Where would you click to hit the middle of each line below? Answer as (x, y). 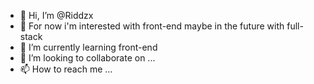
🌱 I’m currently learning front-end (88, 47)
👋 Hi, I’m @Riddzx (56, 15)
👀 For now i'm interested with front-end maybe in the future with (152, 26)
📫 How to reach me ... (66, 69)
